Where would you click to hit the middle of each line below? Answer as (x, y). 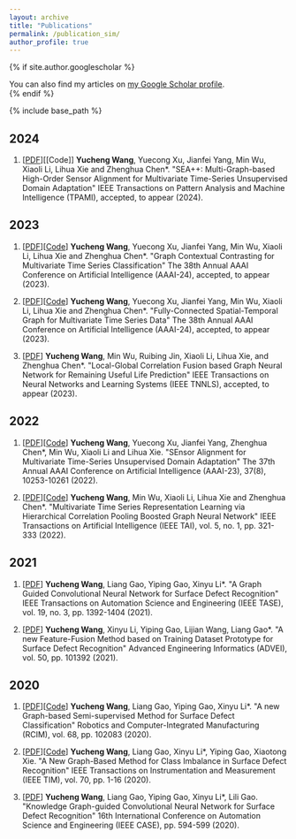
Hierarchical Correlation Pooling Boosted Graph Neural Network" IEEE (149, 516)
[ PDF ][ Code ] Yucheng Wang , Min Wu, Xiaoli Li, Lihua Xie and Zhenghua (154, 497)
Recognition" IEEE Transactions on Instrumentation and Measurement (148, 771)
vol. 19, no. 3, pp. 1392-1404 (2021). (87, 612)
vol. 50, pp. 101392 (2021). (70, 657)
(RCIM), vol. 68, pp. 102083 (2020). (87, 735)
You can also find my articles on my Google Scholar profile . (117, 84)
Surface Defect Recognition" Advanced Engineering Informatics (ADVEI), (155, 648)
